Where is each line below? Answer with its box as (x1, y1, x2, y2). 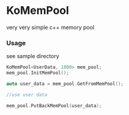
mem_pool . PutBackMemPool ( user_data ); (6, 102, 102, 109)
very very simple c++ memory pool (6, 24, 94, 31)
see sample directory (6, 53, 60, 60)
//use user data (6, 91, 47, 97)
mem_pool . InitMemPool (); (6, 70, 69, 76)
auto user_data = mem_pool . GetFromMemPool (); (6, 80, 124, 87)
